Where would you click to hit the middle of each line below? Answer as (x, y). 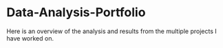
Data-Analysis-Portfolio (76, 13)
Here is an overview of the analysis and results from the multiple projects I (112, 31)
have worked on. (30, 38)
